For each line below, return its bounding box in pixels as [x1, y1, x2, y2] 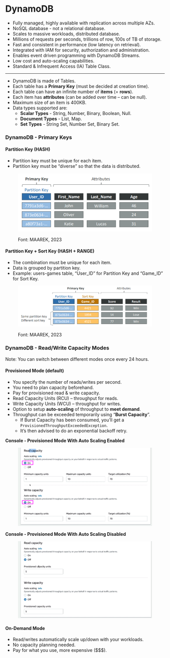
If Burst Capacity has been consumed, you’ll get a [20, 417, 124, 423]
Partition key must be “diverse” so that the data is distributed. [12, 163, 141, 169]
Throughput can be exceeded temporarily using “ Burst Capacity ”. [12, 411, 150, 417]
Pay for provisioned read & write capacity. [12, 390, 100, 396]
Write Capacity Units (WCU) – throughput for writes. [12, 400, 121, 407]
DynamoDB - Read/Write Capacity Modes [5, 345, 110, 352]
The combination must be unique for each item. [12, 260, 112, 265]
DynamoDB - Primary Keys [5, 133, 72, 140]
